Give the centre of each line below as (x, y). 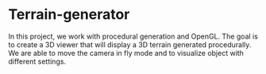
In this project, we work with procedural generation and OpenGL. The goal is (133, 36)
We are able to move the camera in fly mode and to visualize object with (126, 53)
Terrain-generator (69, 15)
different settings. (37, 61)
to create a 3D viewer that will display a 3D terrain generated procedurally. (130, 44)
